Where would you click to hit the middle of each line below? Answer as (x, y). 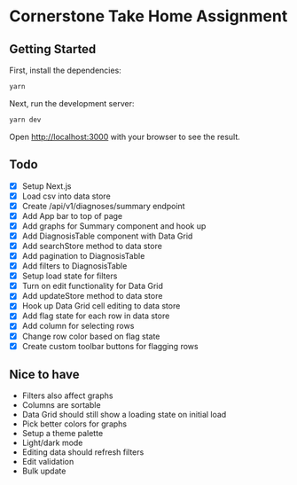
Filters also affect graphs (67, 395)
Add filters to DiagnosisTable (74, 266)
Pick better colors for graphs (74, 424)
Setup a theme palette (63, 434)
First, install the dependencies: (65, 70)
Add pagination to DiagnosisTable (83, 256)
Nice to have (44, 375)
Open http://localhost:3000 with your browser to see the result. (125, 137)
